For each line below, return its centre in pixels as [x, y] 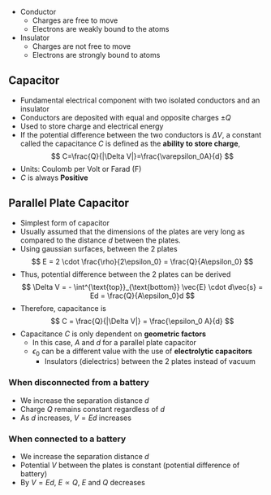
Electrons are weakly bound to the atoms [101, 29]
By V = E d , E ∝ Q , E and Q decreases [83, 483]
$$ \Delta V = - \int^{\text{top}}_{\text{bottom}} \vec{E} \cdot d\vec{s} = [142, 287]
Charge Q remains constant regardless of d [92, 409]
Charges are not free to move [82, 46]
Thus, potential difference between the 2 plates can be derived [125, 274]
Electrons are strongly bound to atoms [96, 55]
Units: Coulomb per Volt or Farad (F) [81, 169]
